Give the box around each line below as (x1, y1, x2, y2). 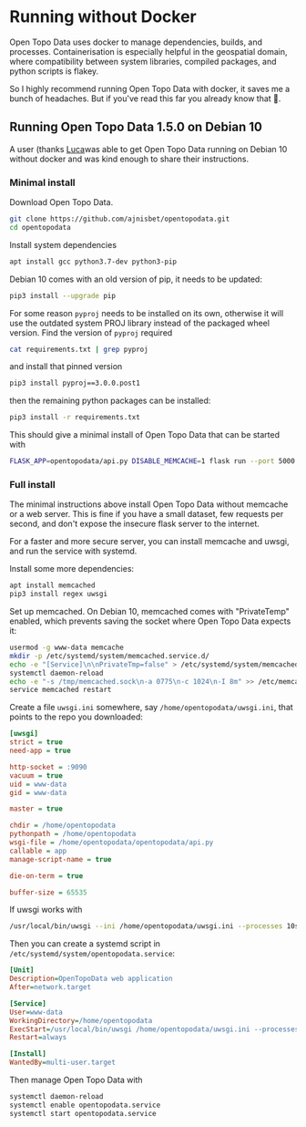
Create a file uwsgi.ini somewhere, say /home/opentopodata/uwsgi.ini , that (9, 702, 293, 713)
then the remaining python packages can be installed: (9, 395, 211, 407)
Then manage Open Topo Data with (9, 1074, 143, 1086)
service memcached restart (9, 686, 112, 695)
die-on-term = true (9, 871, 84, 881)
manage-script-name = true (9, 854, 112, 863)
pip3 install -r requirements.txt (9, 413, 141, 422)
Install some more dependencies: (9, 563, 135, 574)
